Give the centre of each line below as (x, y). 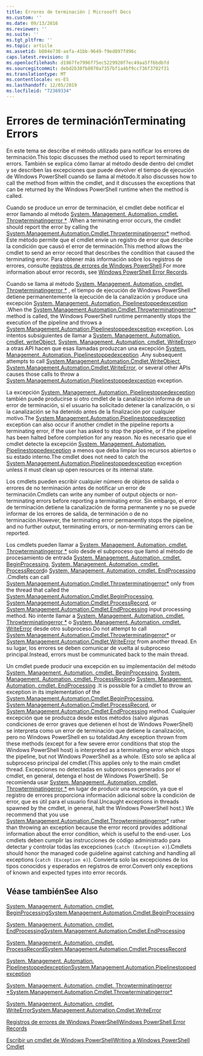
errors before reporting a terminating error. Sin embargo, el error (117, 501)
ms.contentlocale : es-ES (38, 80)
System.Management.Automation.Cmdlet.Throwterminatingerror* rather (96, 821)
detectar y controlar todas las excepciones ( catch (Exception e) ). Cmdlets (99, 847)
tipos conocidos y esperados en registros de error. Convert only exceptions (100, 866)
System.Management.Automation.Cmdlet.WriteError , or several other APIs (98, 367)
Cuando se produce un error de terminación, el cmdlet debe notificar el (95, 208)
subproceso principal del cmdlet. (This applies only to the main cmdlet (93, 763)
